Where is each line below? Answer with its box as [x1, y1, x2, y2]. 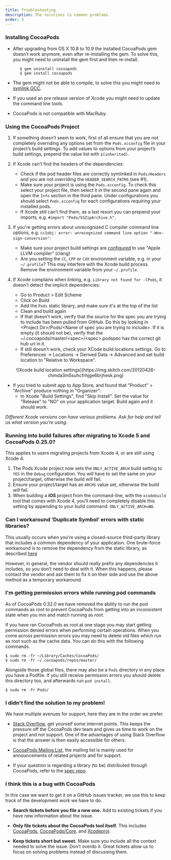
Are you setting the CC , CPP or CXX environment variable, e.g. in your [20, 255, 161, 262]
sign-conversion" [12, 236, 50, 241]
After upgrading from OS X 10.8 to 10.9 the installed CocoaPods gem [12, 45, 157, 52]
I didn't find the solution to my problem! [5, 699, 106, 706]
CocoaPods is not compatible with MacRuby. [12, 110, 107, 117]
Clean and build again [20, 308, 66, 314]
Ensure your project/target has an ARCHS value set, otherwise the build [12, 481, 159, 488]
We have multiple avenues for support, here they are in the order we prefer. [5, 711, 164, 717]
